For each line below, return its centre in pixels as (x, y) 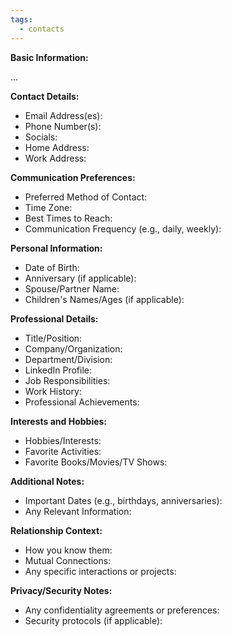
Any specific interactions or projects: (100, 571)
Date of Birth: (52, 267)
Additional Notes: (47, 481)
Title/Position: (53, 338)
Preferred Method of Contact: (86, 197)
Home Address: (57, 147)
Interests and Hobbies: (59, 421)
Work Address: (55, 158)
